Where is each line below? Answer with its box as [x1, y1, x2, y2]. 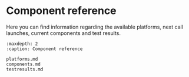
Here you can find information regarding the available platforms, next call [6, 23, 184, 30]
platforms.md [6, 56, 38, 62]
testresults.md [6, 66, 44, 72]
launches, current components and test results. [6, 29, 121, 36]
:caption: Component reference [6, 45, 83, 52]
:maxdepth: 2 [6, 41, 38, 47]
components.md [6, 61, 41, 67]
